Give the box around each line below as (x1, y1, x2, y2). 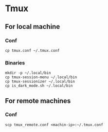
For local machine (5, 22, 60, 31)
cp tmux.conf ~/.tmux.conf (5, 48, 60, 53)
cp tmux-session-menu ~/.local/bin (5, 75, 77, 80)
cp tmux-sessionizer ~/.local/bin (5, 79, 75, 84)
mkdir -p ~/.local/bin (5, 70, 51, 76)
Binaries (5, 59, 25, 66)
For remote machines (5, 96, 71, 105)
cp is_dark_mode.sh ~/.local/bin (5, 84, 73, 88)
